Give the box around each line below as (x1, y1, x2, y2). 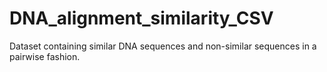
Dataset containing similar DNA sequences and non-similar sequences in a (9, 40, 317, 52)
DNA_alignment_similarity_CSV (9, 7, 274, 30)
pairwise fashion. (9, 50, 81, 62)
